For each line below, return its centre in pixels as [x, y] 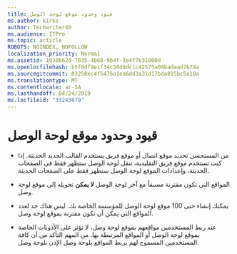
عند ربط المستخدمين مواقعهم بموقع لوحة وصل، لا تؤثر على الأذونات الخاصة [117, 227]
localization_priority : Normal [54, 54]
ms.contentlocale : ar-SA [44, 87]
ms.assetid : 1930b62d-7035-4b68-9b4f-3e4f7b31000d [84, 61]
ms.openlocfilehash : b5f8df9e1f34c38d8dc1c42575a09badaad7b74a [104, 67]
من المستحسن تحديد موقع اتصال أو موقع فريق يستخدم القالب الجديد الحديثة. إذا [123, 155]
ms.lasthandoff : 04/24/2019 [49, 93]
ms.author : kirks [33, 21]
